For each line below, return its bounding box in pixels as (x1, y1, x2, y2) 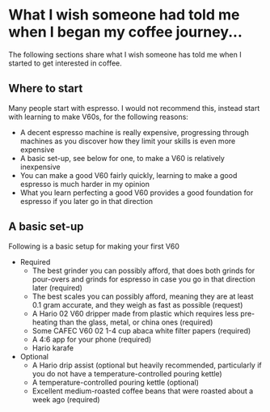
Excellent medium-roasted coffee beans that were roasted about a (32, 386, 254, 396)
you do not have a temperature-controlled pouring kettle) (32, 368, 222, 378)
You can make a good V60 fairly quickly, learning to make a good (19, 170, 238, 180)
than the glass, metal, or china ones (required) (59, 317, 213, 327)
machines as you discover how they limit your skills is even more (19, 136, 236, 146)
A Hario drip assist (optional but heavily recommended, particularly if (32, 360, 262, 370)
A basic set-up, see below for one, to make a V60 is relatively (19, 153, 225, 163)
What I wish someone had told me (8, 6, 240, 24)
